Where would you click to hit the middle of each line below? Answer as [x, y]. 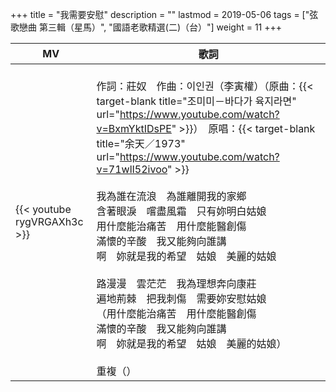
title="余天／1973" [141, 143]
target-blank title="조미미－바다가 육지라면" [196, 101]
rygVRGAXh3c [49, 221]
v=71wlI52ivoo [132, 169]
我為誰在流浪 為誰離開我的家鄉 [171, 196]
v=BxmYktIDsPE [134, 128]
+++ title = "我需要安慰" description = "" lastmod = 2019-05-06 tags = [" [160, 14]
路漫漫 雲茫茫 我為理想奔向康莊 [176, 283]
